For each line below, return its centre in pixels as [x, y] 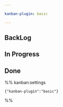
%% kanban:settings [25, 83]
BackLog [18, 38]
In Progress [22, 54]
